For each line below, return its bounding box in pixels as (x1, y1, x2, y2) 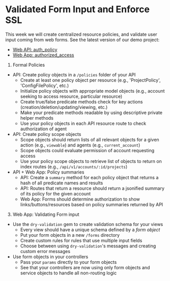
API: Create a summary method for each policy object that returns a (20, 174, 159, 180)
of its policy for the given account (20, 190, 91, 196)
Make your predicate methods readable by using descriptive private (20, 109, 163, 116)
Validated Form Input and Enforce (5, 4, 150, 15)
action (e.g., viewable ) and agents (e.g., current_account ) (20, 142, 140, 148)
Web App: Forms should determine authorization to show (20, 196, 140, 202)
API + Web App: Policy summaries (12, 169, 84, 175)
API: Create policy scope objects (12, 131, 81, 137)
